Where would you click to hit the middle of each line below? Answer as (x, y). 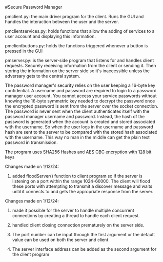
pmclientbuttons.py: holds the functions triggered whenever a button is (76, 46)
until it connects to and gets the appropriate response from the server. (83, 191)
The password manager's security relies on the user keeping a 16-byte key (80, 85)
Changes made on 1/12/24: (32, 201)
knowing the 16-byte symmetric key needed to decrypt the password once (80, 101)
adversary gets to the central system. (43, 76)
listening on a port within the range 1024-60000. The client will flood (81, 181)
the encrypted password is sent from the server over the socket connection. (82, 106)
